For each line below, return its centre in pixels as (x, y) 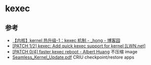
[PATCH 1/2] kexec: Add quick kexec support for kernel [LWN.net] (79, 46)
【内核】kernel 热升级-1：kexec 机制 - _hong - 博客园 (66, 40)
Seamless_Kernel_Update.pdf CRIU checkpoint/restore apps (73, 57)
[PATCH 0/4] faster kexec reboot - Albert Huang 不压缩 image (75, 52)
